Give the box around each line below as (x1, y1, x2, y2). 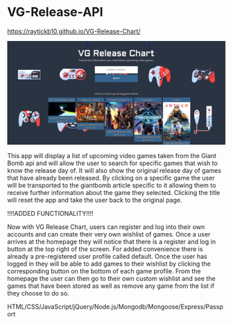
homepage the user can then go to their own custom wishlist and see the (7, 275, 216, 283)
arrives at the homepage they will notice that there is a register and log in (7, 237, 216, 246)
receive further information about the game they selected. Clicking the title (7, 189, 221, 197)
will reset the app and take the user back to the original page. (7, 196, 182, 205)
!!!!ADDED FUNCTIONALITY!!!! (7, 210, 94, 218)
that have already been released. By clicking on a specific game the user (7, 174, 215, 182)
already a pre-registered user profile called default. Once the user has (7, 253, 207, 261)
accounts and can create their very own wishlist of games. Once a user (7, 230, 211, 239)
